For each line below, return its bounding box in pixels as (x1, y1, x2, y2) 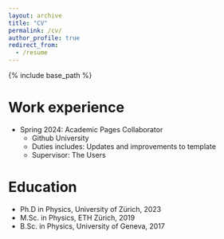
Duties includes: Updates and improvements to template (31, 141, 217, 151)
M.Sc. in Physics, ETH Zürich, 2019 (19, 213, 136, 222)
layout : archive (8, 11, 62, 20)
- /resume (15, 49, 48, 57)
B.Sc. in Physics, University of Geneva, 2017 (19, 221, 166, 231)
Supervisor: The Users (31, 150, 106, 159)
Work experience (8, 99, 125, 116)
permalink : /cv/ (8, 26, 62, 34)
